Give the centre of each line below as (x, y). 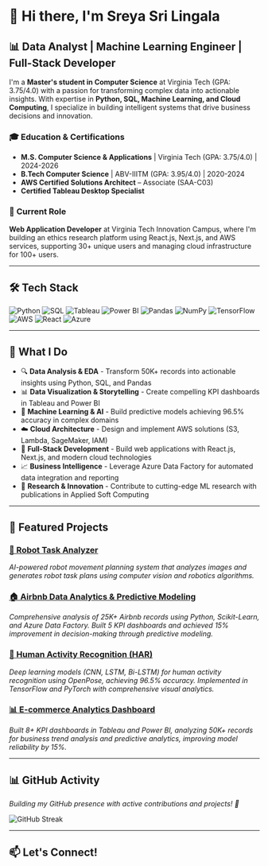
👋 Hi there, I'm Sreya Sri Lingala (115, 16)
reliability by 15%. (38, 747)
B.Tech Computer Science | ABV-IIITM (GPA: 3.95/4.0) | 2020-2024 (132, 174)
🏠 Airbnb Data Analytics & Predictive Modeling (103, 596)
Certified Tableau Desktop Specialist (83, 191)
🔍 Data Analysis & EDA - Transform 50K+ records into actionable (128, 371)
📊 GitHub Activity (54, 781)
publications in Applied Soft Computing (85, 495)
